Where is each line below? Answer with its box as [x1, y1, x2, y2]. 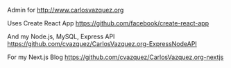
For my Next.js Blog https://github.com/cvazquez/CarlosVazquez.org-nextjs [7, 53, 224, 61]
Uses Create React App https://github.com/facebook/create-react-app [7, 19, 209, 27]
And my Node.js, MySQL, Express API [7, 32, 115, 41]
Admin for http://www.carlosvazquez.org [7, 6, 124, 14]
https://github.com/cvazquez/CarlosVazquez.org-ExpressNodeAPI [7, 40, 198, 47]
